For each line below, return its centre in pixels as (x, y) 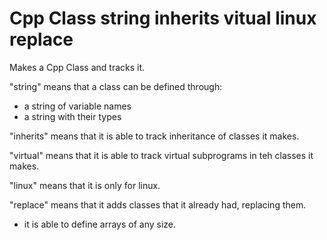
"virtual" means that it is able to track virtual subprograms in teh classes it (161, 155)
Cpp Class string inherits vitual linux (163, 18)
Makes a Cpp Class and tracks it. (77, 67)
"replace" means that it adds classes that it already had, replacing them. (158, 204)
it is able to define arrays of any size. (100, 224)
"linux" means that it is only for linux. (85, 185)
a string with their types (72, 116)
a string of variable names (77, 106)
